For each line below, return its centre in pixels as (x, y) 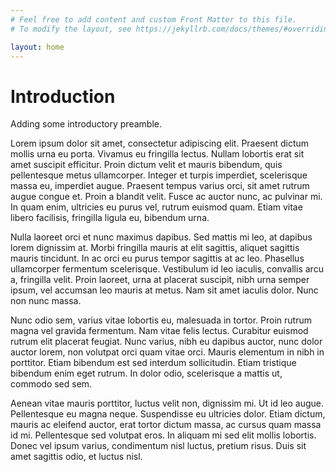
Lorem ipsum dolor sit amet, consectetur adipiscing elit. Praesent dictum (160, 143)
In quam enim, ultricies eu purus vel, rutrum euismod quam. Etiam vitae (156, 207)
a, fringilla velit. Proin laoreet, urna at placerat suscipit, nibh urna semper (160, 280)
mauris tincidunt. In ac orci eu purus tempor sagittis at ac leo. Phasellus (157, 258)
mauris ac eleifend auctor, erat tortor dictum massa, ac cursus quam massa (166, 425)
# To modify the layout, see (71, 29)
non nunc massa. (46, 301)
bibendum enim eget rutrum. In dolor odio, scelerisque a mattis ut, (146, 373)
